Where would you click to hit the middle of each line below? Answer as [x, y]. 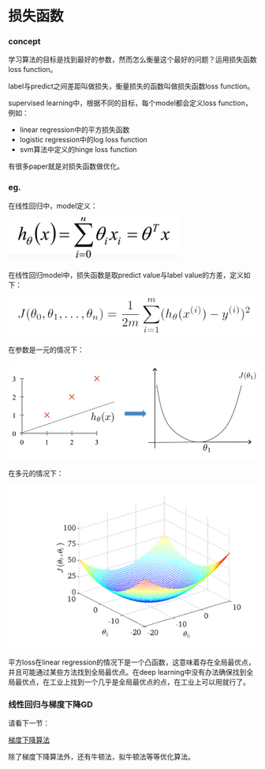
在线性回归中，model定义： [53, 206]
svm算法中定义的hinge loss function [78, 150]
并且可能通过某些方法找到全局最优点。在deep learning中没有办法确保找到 [127, 672]
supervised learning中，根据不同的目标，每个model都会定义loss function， [130, 103]
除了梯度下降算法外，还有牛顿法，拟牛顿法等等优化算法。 [101, 757]
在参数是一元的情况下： [46, 350]
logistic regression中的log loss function [83, 140]
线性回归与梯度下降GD [50, 705]
